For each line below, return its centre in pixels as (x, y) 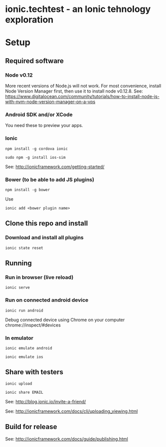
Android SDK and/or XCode (39, 114)
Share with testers (34, 372)
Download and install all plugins (44, 237)
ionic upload (19, 384)
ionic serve (17, 288)
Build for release (31, 427)
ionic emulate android (29, 348)
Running (19, 263)
